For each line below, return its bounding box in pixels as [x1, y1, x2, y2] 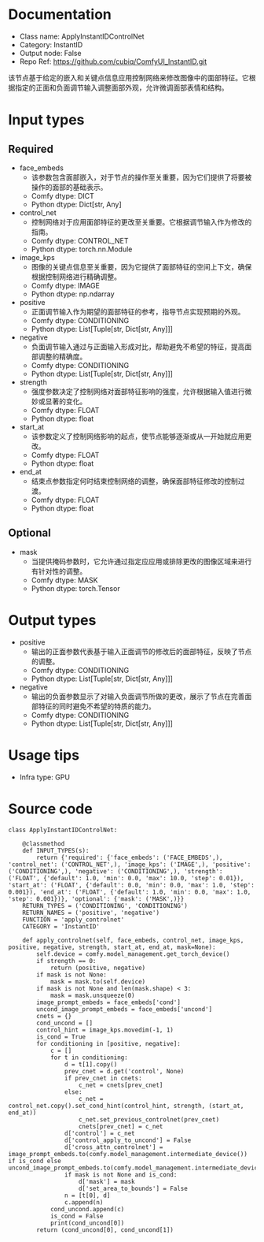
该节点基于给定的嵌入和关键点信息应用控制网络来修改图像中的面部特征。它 [8, 73, 249, 82]
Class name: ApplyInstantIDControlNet [19, 32, 145, 41]
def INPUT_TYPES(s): [22, 846, 90, 854]
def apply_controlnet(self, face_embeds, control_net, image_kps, [22, 936, 244, 944]
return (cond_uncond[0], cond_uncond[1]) [36, 1225, 174, 1234]
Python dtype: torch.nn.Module [31, 244, 133, 254]
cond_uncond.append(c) [49, 1205, 125, 1213]
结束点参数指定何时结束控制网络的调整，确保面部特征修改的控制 [31, 476, 238, 485]
